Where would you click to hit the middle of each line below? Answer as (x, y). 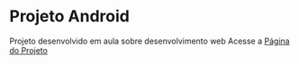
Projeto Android (70, 16)
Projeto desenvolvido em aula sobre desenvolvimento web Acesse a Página (149, 41)
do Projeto (28, 50)
